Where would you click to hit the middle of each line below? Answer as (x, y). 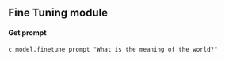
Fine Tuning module (58, 13)
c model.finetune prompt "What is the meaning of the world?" (113, 49)
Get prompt (27, 32)
